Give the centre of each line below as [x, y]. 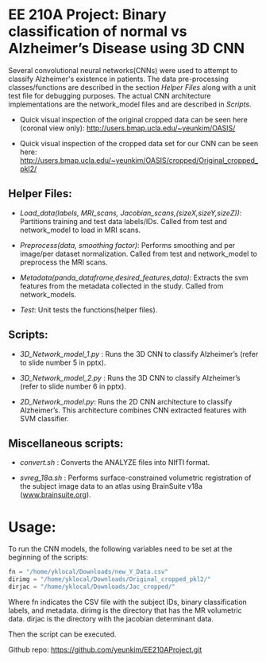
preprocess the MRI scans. [64, 262]
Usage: [33, 527]
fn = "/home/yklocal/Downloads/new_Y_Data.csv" [89, 572]
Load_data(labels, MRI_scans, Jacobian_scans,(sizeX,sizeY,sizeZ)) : [131, 213]
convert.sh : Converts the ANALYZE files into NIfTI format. [115, 463]
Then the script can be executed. [62, 634]
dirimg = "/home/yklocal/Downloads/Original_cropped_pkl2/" [110, 579]
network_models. [48, 294]
